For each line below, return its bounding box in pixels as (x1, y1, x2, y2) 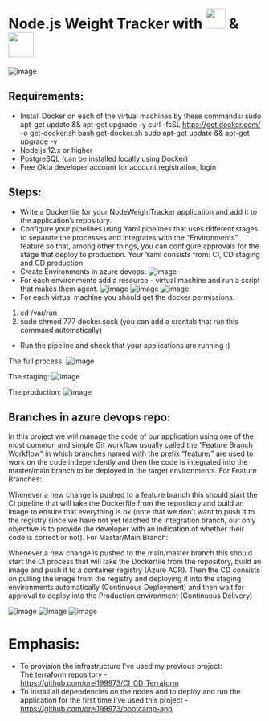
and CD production (19, 258, 84, 268)
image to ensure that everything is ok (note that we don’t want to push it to (8, 507, 255, 517)
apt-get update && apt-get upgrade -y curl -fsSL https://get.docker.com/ (19, 119, 261, 129)
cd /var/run (19, 308, 58, 317)
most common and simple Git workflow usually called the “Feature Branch (8, 440, 253, 450)
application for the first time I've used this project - (19, 695, 189, 705)
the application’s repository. (19, 215, 112, 225)
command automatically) (19, 325, 103, 334)
